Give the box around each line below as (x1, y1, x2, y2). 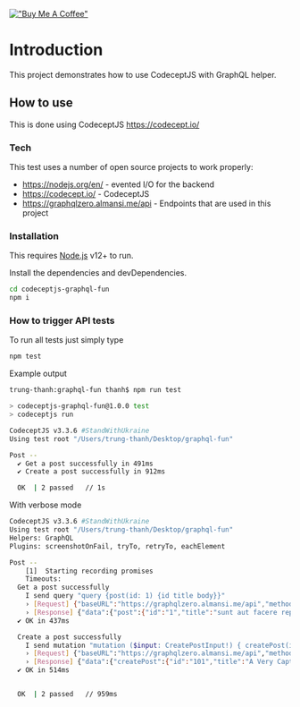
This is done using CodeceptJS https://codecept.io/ (9, 119, 200, 130)
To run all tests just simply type (9, 335, 124, 345)
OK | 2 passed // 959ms (17, 690, 118, 699)
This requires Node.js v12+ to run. (9, 251, 134, 261)
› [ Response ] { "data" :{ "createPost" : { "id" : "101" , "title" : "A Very (25, 658, 274, 667)
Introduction (9, 40, 104, 60)
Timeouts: (25, 575, 62, 583)
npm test (9, 352, 42, 362)
